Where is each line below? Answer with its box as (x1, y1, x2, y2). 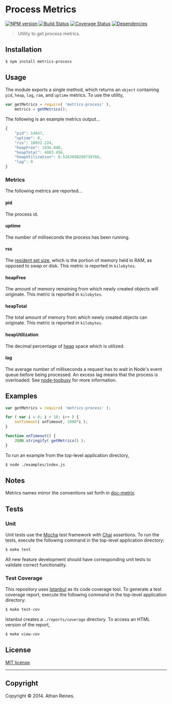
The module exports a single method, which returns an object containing (5, 87, 159, 93)
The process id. (5, 211, 38, 217)
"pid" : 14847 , (14, 131, 45, 136)
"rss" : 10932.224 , (14, 140, 54, 146)
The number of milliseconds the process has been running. (5, 234, 130, 240)
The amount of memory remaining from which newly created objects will (5, 286, 159, 292)
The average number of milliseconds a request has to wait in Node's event (5, 366, 162, 372)
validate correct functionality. (5, 562, 68, 568)
